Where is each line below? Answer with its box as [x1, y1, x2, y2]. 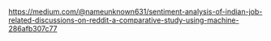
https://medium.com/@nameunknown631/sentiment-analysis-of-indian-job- [8, 7, 263, 16]
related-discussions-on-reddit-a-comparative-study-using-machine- [8, 15, 239, 25]
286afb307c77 [8, 24, 58, 33]
